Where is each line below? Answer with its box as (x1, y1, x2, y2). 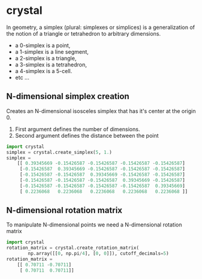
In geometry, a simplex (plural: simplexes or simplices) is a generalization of (6, 24, 195, 31)
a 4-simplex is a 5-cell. (15, 67, 73, 74)
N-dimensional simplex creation (6, 91, 130, 101)
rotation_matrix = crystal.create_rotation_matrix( (6, 245, 139, 251)
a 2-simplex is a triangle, (15, 54, 77, 62)
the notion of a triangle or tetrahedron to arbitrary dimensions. (6, 30, 161, 37)
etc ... (15, 74, 30, 81)
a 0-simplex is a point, (15, 42, 71, 49)
